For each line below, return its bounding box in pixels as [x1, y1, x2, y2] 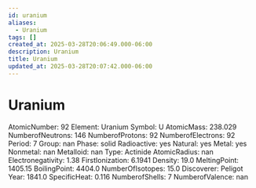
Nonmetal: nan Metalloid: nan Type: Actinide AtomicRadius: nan [8, 146, 214, 157]
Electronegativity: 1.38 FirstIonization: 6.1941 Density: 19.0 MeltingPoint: [8, 155, 240, 164]
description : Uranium [8, 48, 79, 56]
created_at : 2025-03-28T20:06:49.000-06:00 [8, 41, 153, 49]
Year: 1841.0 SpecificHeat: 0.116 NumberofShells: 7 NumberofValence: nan [8, 172, 249, 181]
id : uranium [8, 11, 47, 20]
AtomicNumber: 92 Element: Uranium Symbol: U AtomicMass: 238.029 [8, 122, 237, 132]
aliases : [8, 19, 37, 27]
